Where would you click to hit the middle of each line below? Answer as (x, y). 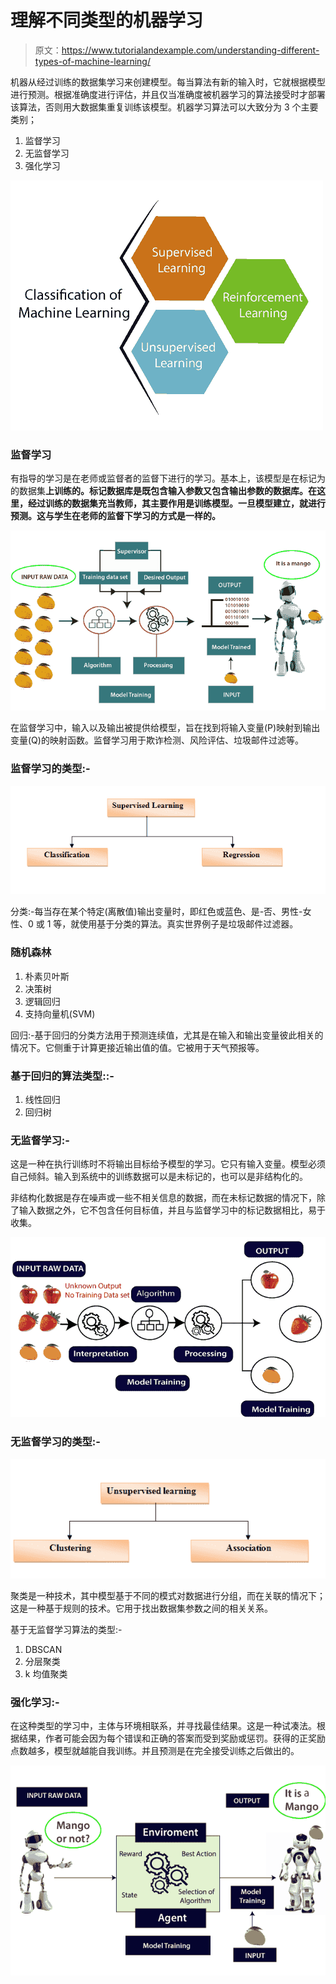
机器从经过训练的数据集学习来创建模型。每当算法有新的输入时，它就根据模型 (168, 82)
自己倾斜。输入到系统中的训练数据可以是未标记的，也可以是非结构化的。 (159, 1177)
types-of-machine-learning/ (92, 61)
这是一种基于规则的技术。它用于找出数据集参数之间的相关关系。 (141, 1608)
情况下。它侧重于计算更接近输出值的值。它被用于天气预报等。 (137, 1047)
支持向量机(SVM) (60, 1013)
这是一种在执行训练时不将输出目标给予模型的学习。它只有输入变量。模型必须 (168, 1164)
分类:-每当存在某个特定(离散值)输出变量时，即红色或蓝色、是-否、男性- (156, 912)
